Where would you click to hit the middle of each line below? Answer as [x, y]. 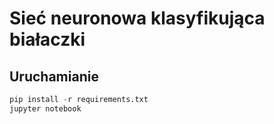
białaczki [47, 39]
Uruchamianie [54, 76]
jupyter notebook [45, 108]
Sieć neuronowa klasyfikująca [137, 18]
